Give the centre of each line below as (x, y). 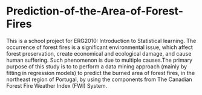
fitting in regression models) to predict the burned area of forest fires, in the (101, 73)
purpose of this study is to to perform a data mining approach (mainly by (97, 66)
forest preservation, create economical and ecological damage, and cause (99, 53)
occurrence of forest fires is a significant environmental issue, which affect (100, 47)
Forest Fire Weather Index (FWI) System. (57, 85)
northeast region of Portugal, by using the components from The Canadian (99, 79)
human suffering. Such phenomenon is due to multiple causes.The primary (99, 60)
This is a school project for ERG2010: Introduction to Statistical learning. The (101, 41)
